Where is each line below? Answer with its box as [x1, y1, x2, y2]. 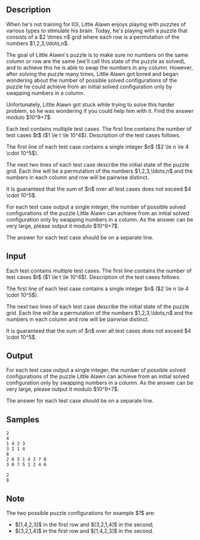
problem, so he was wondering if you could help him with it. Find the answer [6, 107, 194, 114]
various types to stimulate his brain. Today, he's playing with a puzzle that [6, 27, 188, 34]
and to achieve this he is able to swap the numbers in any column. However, [6, 64, 193, 71]
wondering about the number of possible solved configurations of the [6, 76, 177, 84]
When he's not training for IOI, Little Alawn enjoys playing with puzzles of [6, 20, 186, 27]
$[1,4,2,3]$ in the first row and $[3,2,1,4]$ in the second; [14, 521, 154, 528]
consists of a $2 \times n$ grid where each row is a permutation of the [6, 33, 180, 41]
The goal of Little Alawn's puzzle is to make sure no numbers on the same [6, 51, 189, 59]
